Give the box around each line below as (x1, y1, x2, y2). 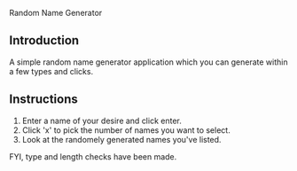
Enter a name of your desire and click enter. (21, 115, 182, 126)
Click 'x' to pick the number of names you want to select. (21, 124, 231, 136)
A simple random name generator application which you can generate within (9, 57, 288, 67)
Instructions (9, 92, 78, 107)
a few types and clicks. (9, 66, 94, 76)
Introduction (9, 33, 80, 48)
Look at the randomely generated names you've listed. (21, 134, 222, 144)
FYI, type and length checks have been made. (9, 151, 177, 162)
